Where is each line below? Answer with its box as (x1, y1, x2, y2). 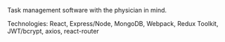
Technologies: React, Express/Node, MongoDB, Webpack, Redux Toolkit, (7, 20, 219, 27)
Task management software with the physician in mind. (7, 6, 167, 14)
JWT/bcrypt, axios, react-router (7, 27, 100, 35)
